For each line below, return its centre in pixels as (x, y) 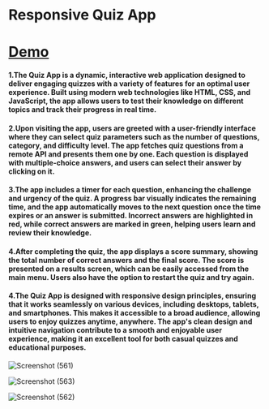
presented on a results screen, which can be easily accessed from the (129, 269)
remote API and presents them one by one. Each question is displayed (128, 154)
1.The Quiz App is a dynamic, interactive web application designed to (127, 75)
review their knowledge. (50, 233)
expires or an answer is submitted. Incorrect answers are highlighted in (131, 216)
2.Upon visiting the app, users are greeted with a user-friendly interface (132, 128)
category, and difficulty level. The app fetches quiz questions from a (126, 145)
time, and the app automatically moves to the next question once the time (135, 207)
